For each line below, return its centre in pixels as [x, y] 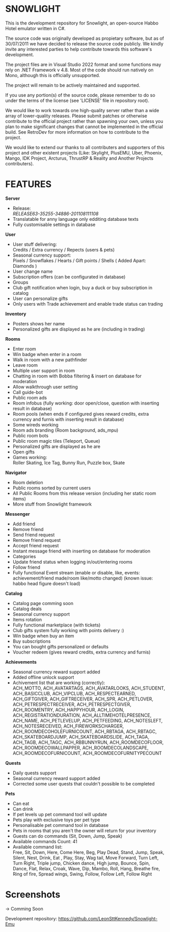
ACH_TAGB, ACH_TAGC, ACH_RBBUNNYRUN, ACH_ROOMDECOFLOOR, [88, 742]
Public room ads [30, 397]
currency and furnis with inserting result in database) [68, 419]
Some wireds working [35, 424]
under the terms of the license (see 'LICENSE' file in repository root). [77, 100]
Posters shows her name [39, 323]
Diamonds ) [25, 266]
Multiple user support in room [44, 370]
